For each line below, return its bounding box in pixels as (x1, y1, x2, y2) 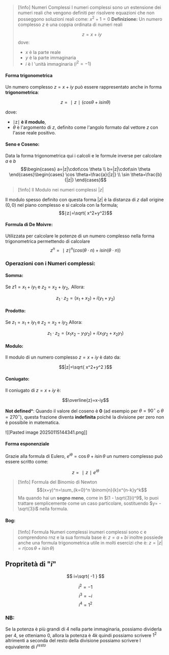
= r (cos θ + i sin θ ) (17, 545, 54, 551)
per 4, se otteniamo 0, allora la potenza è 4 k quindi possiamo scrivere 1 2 (5, 631, 157, 638)
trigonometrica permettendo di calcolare (5, 238, 90, 244)
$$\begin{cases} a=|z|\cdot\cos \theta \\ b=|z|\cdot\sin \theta (20, 166, 151, 172)
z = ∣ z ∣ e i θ (72, 468, 99, 475)
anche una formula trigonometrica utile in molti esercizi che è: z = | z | (17, 539, 163, 545)
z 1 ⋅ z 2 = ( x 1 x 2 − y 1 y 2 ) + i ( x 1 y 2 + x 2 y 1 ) (47, 330, 124, 338)
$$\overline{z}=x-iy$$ (62, 397, 109, 403)
